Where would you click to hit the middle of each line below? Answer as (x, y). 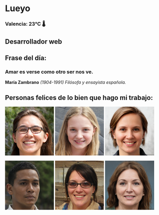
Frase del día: (26, 58)
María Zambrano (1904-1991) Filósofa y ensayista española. (66, 83)
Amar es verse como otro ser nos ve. (49, 72)
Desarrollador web (33, 41)
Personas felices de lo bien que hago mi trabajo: (79, 98)
